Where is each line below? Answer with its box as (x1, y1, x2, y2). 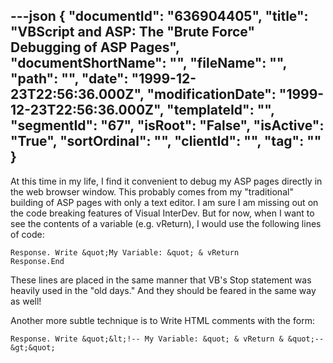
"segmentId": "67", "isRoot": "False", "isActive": (10, 117, 325, 134)
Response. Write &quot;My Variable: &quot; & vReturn (10, 247, 240, 258)
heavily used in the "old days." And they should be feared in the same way (10, 284, 317, 296)
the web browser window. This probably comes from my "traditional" (10, 185, 294, 198)
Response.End (10, 256, 65, 266)
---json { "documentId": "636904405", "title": (10, 8, 309, 25)
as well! (10, 295, 42, 307)
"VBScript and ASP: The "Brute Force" (10, 24, 256, 41)
